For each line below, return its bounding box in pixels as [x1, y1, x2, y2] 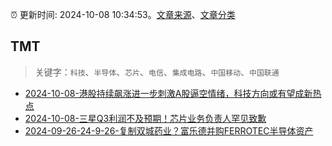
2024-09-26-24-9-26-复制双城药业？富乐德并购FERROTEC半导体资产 [24, 124, 314, 137]
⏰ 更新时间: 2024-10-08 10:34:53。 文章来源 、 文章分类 [10, 9, 236, 20]
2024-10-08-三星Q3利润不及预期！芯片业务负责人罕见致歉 [24, 112, 267, 124]
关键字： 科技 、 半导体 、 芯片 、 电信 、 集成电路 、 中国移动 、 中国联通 [34, 66, 280, 78]
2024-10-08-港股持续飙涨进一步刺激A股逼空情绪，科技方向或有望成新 [24, 87, 313, 99]
